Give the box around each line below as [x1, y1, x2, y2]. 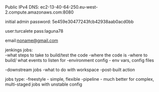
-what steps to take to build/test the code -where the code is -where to [5, 52, 148, 58]
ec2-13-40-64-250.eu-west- [40, 4, 98, 10]
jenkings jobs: [5, 47, 33, 53]
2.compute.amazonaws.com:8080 [5, 9, 74, 15]
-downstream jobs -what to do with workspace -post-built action [5, 67, 135, 73]
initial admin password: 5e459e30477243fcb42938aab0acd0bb [5, 19, 134, 24]
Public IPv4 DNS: [5, 4, 39, 10]
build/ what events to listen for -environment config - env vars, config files [5, 57, 154, 63]
